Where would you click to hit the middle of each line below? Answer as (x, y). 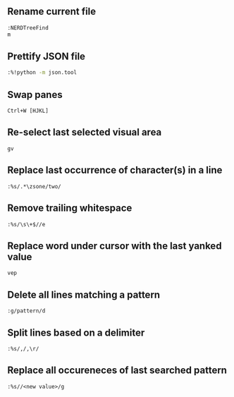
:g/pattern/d (26, 311)
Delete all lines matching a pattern (84, 294)
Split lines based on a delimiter (76, 332)
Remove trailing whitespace (70, 208)
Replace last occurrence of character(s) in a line (115, 170)
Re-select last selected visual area (85, 132)
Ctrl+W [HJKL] (28, 111)
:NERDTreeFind (28, 28)
